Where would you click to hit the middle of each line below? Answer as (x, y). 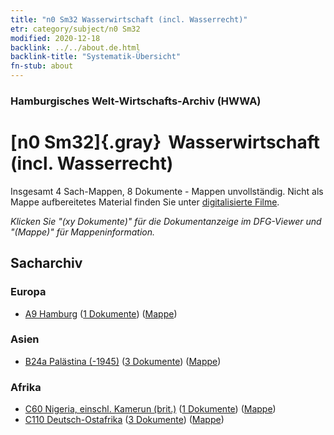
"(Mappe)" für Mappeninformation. (83, 232)
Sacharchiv (46, 263)
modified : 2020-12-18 (55, 38)
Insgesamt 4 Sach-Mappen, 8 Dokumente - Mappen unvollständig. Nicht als (167, 191)
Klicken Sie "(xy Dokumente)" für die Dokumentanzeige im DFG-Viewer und (166, 221)
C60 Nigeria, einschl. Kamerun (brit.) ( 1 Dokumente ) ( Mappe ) (150, 409)
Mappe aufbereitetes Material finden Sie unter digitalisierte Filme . (145, 202)
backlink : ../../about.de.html (75, 47)
